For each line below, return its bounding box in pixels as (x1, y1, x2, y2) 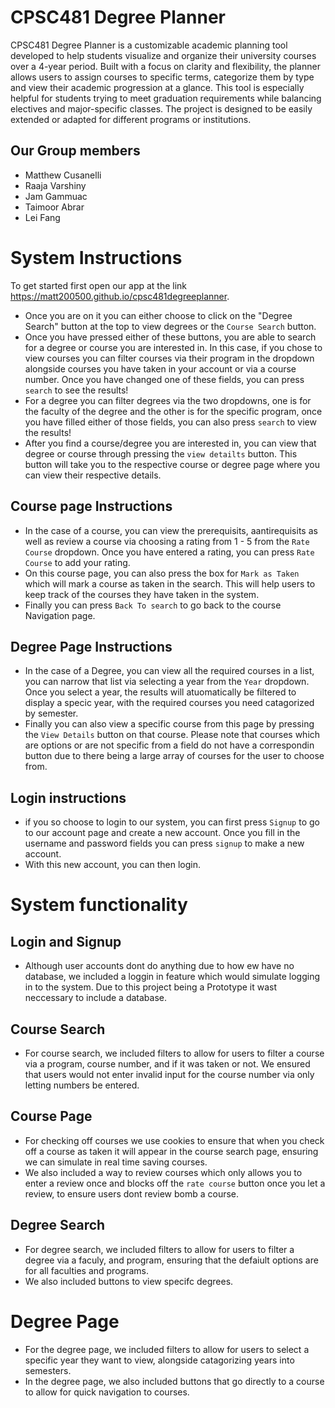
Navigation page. (24, 609, 96, 621)
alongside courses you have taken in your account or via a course (24, 362, 297, 375)
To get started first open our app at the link (10, 279, 188, 291)
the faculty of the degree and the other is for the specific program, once (24, 405, 323, 417)
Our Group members (10, 142, 141, 160)
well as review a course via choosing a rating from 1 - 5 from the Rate (24, 535, 310, 547)
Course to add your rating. (24, 556, 131, 568)
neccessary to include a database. (24, 992, 167, 1004)
